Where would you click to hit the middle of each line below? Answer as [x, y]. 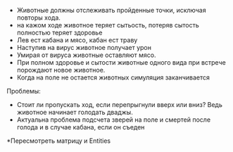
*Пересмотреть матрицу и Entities [58, 141]
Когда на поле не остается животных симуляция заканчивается [113, 77]
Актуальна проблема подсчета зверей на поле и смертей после [114, 120]
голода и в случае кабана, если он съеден [81, 127]
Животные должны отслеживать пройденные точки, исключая [111, 10]
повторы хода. [39, 18]
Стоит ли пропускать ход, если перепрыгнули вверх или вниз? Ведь [120, 104]
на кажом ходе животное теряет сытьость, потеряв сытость [108, 25]
